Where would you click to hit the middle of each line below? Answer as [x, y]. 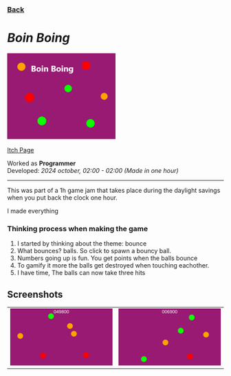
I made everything [33, 211]
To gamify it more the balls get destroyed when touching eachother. [113, 266]
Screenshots [35, 294]
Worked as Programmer [42, 163]
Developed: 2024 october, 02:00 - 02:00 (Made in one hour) [93, 170]
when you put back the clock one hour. [63, 198]
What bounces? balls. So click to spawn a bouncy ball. [94, 251]
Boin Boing [38, 38]
